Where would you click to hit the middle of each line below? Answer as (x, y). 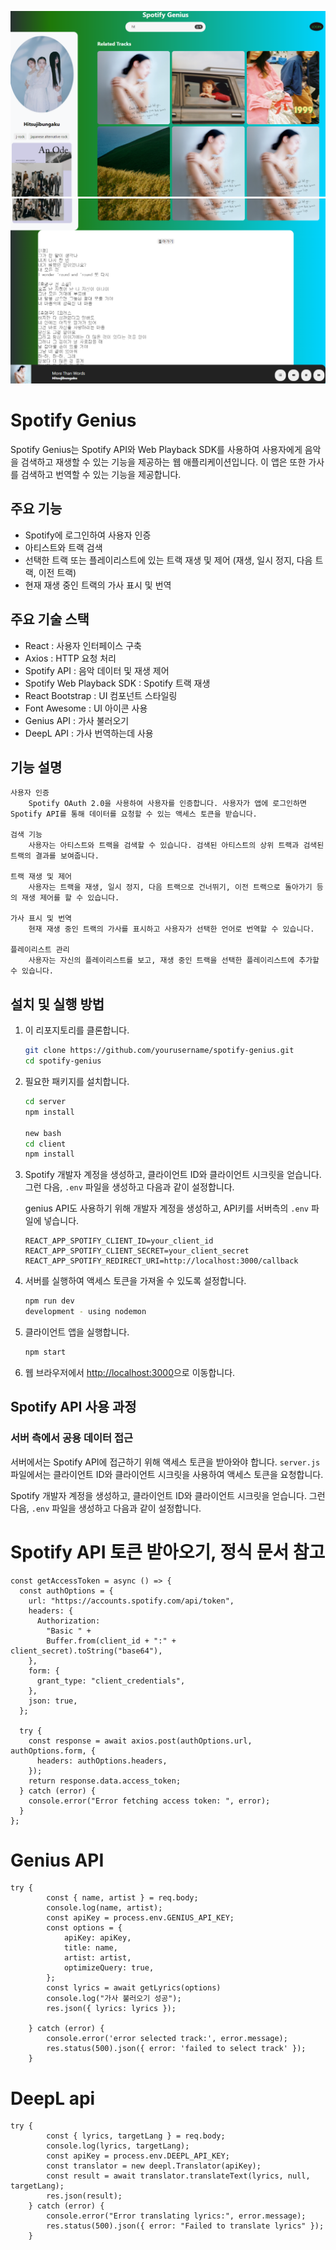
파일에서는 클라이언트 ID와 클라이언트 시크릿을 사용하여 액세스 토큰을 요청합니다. (167, 1474)
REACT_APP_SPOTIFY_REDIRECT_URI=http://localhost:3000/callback (161, 1261)
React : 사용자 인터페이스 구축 (83, 645)
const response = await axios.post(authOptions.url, (140, 1741)
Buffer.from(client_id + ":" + (111, 1641)
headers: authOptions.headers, (102, 1761)
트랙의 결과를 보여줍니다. (55, 856)
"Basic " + (69, 1631)
